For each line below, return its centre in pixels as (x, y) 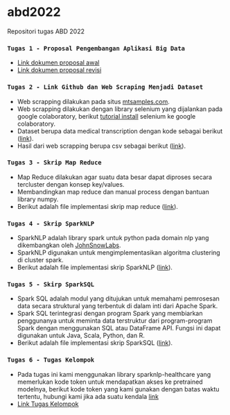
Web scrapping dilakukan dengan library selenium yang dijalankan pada (120, 109)
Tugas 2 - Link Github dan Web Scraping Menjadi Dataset (105, 87)
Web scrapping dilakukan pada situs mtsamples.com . (93, 101)
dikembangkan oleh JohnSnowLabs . (69, 245)
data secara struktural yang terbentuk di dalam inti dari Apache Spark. (117, 306)
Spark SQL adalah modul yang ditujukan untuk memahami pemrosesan (118, 298)
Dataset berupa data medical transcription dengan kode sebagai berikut (120, 131)
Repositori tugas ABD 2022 (46, 31)
